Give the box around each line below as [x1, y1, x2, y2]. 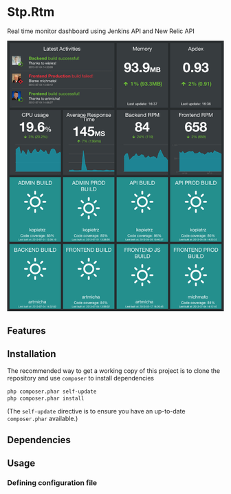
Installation [7, 348, 56, 360]
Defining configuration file [7, 478, 98, 488]
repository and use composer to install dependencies [7, 374, 155, 382]
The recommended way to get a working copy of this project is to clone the [7, 366, 221, 375]
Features [7, 325, 46, 336]
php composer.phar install [7, 395, 85, 402]
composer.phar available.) [7, 414, 78, 422]
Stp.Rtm [7, 4, 55, 20]
